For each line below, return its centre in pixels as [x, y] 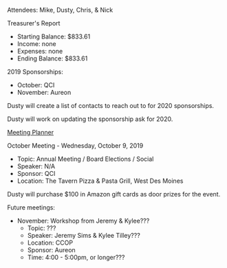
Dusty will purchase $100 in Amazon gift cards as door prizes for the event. [114, 194]
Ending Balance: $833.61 [52, 58]
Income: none [36, 44]
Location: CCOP [50, 243]
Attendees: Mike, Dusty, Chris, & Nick [60, 10]
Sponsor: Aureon [51, 250]
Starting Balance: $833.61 [54, 36]
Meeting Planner [30, 132]
